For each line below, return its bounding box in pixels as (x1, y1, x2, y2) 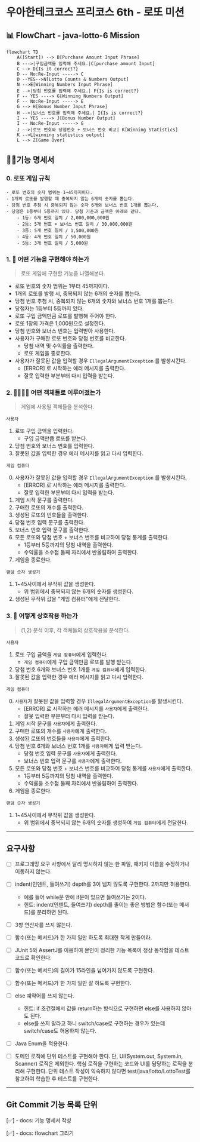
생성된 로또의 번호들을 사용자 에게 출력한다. (14, 735, 112, 742)
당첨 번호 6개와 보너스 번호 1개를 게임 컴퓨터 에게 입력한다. (14, 665, 147, 673)
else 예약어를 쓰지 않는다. (14, 992, 74, 999)
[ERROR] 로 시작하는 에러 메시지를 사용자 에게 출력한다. (23, 705, 149, 712)
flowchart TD (6, 49, 39, 55)
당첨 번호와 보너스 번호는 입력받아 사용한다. (14, 327, 115, 334)
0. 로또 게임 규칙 (6, 174, 51, 183)
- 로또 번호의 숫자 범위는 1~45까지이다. (6, 189, 93, 195)
